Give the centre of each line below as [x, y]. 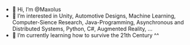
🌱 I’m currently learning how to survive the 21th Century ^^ [86, 35]
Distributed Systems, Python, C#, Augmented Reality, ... [82, 29]
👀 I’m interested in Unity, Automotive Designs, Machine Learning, [94, 16]
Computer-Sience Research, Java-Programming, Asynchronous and [98, 22]
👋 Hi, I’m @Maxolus [36, 9]
